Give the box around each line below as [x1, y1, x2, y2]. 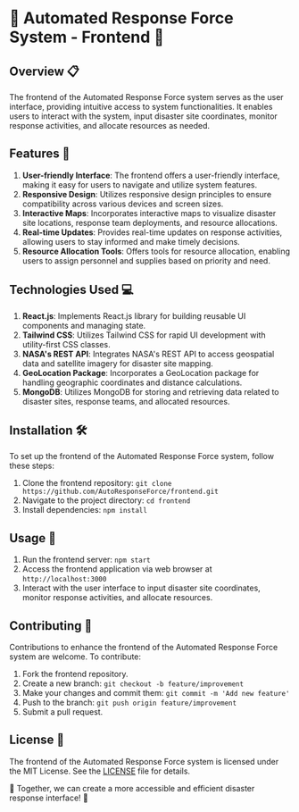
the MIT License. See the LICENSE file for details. [9, 766, 190, 776]
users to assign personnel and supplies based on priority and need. [21, 255, 270, 266]
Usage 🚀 [9, 531, 56, 546]
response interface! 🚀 [9, 792, 89, 803]
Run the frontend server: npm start [21, 554, 152, 565]
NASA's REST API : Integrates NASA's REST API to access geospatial [21, 348, 275, 359]
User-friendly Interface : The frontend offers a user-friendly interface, [21, 170, 280, 180]
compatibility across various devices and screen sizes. [21, 198, 224, 209]
